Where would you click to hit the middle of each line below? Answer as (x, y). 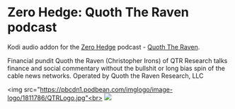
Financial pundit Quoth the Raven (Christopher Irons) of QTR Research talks (117, 60)
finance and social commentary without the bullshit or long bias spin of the (116, 68)
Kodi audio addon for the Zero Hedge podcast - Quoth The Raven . (104, 47)
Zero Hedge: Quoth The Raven (98, 12)
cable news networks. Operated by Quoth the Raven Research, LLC (105, 76)
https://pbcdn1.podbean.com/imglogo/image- (107, 89)
